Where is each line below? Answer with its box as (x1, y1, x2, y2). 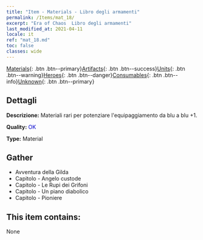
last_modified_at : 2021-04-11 (6, 25, 83, 32)
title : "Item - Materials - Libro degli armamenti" (6, 8, 140, 15)
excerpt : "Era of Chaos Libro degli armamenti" (6, 20, 132, 26)
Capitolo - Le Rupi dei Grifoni (15, 181, 88, 188)
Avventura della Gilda (15, 168, 69, 176)
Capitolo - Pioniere (15, 195, 63, 202)
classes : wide (6, 48, 43, 55)
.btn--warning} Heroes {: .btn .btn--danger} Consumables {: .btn (6, 71, 162, 79)
